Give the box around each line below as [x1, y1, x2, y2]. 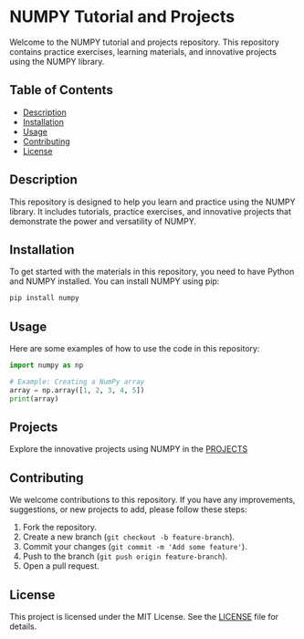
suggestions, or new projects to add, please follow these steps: [9, 504, 248, 515]
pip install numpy [9, 294, 79, 303]
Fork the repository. [22, 522, 98, 533]
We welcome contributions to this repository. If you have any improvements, [9, 495, 296, 506]
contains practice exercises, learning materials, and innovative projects [9, 46, 277, 57]
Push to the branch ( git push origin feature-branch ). [22, 550, 228, 562]
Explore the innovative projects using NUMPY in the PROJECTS [9, 444, 248, 455]
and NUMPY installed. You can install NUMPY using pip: [9, 276, 220, 287]
